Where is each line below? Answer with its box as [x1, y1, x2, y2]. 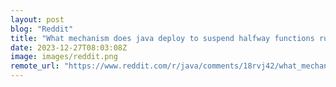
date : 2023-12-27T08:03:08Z [10, 42, 128, 53]
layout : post [10, 14, 65, 25]
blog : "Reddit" [10, 24, 74, 34]
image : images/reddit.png [10, 52, 118, 62]
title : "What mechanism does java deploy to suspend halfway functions [10, 33, 315, 43]
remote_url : [10, 61, 60, 71]
